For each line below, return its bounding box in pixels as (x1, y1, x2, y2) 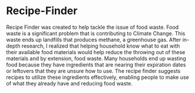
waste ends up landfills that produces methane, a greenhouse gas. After (6, 36, 181, 43)
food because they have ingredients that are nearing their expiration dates (6, 61, 186, 68)
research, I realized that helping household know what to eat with (21, 42, 180, 49)
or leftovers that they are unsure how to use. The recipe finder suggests (6, 67, 181, 74)
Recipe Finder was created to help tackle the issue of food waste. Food (6, 24, 179, 31)
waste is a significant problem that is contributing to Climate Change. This (6, 29, 186, 36)
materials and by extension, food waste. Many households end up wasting (6, 55, 187, 62)
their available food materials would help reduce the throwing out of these (6, 48, 186, 55)
